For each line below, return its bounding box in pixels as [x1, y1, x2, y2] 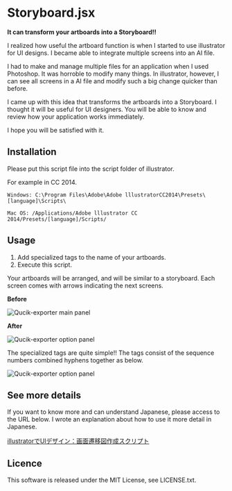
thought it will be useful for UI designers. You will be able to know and [7, 105, 206, 113]
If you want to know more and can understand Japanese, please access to [7, 408, 220, 416]
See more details [7, 389, 82, 401]
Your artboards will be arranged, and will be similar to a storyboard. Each [7, 274, 215, 282]
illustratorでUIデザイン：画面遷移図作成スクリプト [7, 437, 150, 445]
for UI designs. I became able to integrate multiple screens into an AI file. [7, 49, 215, 57]
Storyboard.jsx [7, 5, 96, 21]
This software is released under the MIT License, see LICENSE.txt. [7, 476, 197, 484]
